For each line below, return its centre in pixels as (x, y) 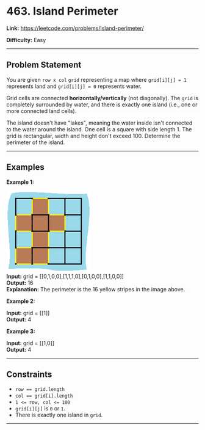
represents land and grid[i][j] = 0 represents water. (74, 86)
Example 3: (21, 331)
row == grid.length (40, 390)
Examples (25, 167)
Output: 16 (20, 283)
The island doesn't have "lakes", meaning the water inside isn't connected (99, 123)
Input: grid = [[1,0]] (31, 343)
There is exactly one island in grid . (59, 415)
